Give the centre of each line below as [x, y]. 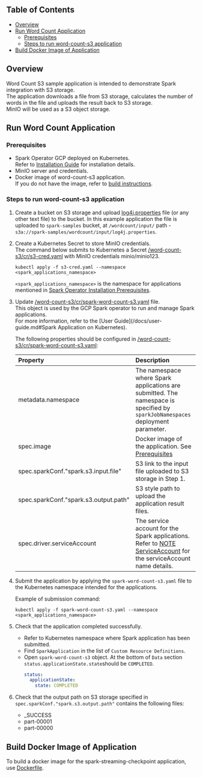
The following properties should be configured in [75, 339]
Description [152, 360]
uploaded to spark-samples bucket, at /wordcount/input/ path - [93, 225]
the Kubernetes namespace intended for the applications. [86, 587]
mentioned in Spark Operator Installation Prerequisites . [83, 290]
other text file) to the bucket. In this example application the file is [96, 218]
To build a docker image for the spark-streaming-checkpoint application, [96, 761]
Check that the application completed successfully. [78, 626]
